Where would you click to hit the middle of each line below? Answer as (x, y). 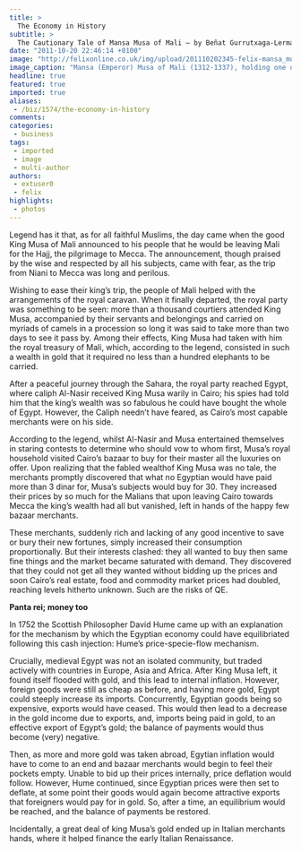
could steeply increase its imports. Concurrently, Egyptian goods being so (146, 699)
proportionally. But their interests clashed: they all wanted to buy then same (149, 551)
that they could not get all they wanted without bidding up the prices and (143, 571)
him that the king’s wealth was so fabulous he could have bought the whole (148, 402)
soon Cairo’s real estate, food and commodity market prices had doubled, (145, 580)
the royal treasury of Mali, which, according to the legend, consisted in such (150, 347)
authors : (26, 176)
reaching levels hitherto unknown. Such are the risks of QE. (119, 590)
